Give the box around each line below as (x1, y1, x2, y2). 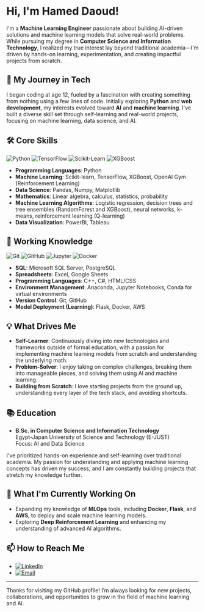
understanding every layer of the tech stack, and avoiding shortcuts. (15, 389, 187, 397)
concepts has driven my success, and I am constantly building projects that (6, 465, 196, 472)
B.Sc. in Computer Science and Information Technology (15, 427, 160, 434)
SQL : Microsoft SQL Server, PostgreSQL (15, 264, 116, 271)
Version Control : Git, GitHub (15, 297, 87, 304)
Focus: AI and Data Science (15, 440, 85, 447)
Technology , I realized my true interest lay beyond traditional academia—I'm (6, 44, 199, 51)
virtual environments (15, 290, 67, 298)
